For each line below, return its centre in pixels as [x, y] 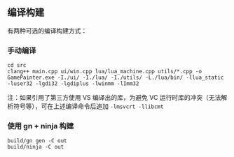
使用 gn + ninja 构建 [41, 126]
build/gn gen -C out [37, 141]
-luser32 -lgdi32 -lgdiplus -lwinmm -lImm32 [73, 84]
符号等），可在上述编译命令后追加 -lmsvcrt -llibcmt [88, 106]
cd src [17, 66]
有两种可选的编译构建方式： [47, 31]
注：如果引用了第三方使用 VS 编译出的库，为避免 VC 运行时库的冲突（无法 [114, 98]
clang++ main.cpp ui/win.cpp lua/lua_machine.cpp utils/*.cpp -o [104, 72]
